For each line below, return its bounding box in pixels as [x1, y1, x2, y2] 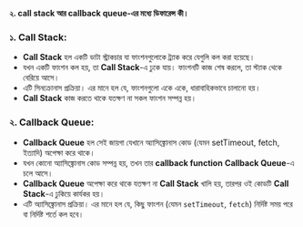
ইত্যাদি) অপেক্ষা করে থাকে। [22, 147, 96, 158]
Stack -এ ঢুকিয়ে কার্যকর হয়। [22, 188, 106, 199]
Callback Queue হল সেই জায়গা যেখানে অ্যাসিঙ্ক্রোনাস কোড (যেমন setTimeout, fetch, [22, 137, 280, 148]
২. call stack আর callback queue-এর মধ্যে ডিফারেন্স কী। [9, 8, 189, 18]
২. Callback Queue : [9, 116, 95, 129]
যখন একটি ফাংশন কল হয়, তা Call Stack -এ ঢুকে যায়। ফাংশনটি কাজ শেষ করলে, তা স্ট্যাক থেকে [22, 62, 282, 73]
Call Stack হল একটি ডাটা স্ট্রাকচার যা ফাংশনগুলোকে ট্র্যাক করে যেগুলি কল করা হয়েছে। [22, 52, 256, 63]
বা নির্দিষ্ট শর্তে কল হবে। [22, 209, 85, 220]
